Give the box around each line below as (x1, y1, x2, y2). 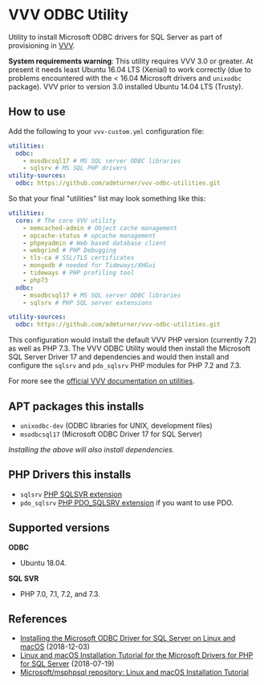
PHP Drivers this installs (8, 468, 132, 482)
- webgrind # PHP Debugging (22, 246, 116, 254)
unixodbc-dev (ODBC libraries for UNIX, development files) (19, 420, 213, 430)
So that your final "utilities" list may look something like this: (8, 194, 206, 203)
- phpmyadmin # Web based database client (22, 239, 167, 247)
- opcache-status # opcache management (22, 231, 156, 240)
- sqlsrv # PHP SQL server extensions (22, 298, 152, 306)
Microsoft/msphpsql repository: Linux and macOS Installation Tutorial (19, 667, 250, 677)
